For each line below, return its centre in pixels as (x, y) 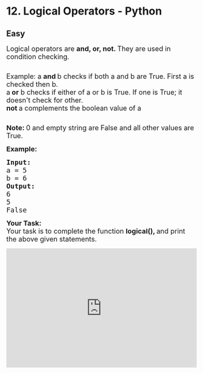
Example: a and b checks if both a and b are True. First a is (100, 76)
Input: (19, 162)
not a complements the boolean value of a (74, 108)
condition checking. (38, 57)
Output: (21, 186)
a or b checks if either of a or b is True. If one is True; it (94, 92)
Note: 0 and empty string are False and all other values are (100, 128)
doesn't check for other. (45, 100)
